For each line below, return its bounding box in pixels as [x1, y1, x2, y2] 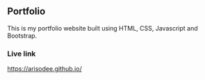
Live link [7, 49, 36, 58]
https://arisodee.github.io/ [7, 65, 82, 73]
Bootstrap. [7, 31, 38, 40]
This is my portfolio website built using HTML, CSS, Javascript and [7, 24, 198, 32]
